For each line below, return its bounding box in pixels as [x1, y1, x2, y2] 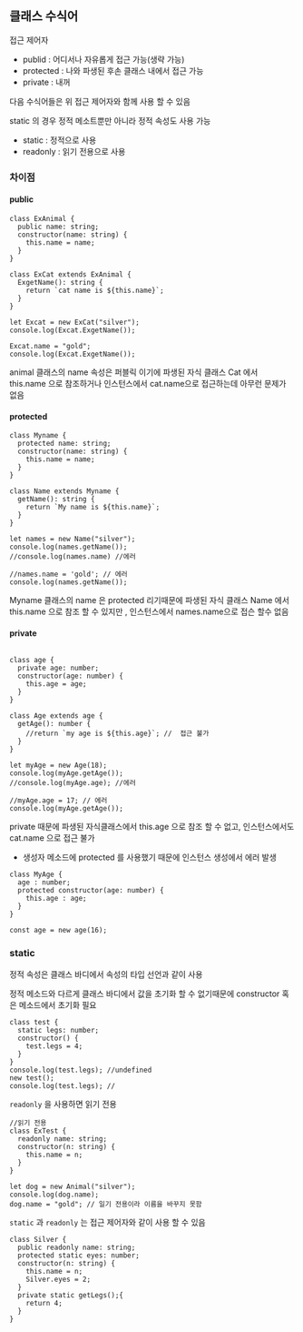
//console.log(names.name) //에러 [9, 552, 136, 561]
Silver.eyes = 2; [25, 1275, 92, 1284]
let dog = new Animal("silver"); [9, 1182, 136, 1191]
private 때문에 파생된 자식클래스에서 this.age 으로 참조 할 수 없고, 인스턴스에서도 [9, 822, 295, 832]
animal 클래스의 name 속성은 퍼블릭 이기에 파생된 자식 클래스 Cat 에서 [9, 367, 259, 378]
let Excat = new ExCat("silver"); [9, 318, 141, 327]
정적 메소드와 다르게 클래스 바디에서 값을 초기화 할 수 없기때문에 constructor [9, 988, 280, 999]
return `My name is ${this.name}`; [25, 503, 161, 512]
